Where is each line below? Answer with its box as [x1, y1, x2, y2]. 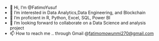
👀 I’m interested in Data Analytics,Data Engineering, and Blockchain [9, 10, 146, 15]
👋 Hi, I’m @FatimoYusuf [9, 5, 57, 10]
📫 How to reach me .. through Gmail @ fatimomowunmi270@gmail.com [9, 30, 154, 36]
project [9, 25, 24, 31]
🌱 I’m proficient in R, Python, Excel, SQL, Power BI [9, 15, 111, 20]
